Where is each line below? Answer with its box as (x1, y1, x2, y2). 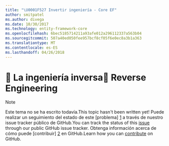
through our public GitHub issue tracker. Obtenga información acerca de (5, 125, 156, 131)
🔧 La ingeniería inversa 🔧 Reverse (5, 71, 146, 83)
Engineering (5, 82, 58, 94)
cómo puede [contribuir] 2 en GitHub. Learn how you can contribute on (5, 130, 153, 137)
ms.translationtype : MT (5, 41, 56, 46)
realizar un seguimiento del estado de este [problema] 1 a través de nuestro (5, 115, 163, 121)
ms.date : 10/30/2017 (5, 21, 49, 27)
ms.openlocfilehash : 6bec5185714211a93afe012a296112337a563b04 (5, 31, 142, 36)
